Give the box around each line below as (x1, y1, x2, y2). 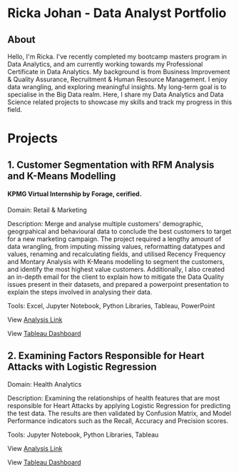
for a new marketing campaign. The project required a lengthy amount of (7, 234, 222, 243)
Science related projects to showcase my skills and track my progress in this (7, 98, 233, 106)
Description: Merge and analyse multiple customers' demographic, (7, 219, 203, 228)
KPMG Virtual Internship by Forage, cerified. (7, 190, 142, 198)
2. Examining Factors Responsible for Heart (7, 350, 205, 362)
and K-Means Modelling (7, 170, 116, 182)
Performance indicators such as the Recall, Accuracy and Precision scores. (7, 416, 229, 425)
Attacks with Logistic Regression (7, 361, 157, 373)
